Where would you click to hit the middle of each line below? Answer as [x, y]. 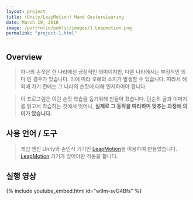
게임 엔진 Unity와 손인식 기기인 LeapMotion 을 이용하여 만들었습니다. [99, 149]
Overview [24, 57]
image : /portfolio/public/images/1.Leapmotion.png [69, 28]
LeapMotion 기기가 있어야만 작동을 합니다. [69, 156]
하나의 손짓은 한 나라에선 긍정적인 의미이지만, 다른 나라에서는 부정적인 [100, 71]
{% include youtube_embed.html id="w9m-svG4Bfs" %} [74, 191]
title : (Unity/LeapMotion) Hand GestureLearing [65, 17]
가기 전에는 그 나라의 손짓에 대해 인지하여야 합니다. [89, 86]
